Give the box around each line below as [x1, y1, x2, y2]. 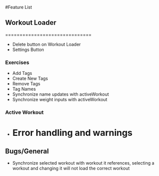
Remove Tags [12, 81, 41, 87]
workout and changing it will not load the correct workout [12, 166, 130, 172]
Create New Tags [12, 75, 48, 81]
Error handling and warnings [12, 127, 133, 138]
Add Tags [12, 70, 32, 76]
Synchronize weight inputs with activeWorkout [12, 97, 108, 103]
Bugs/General [5, 147, 49, 155]
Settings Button [12, 47, 44, 53]
